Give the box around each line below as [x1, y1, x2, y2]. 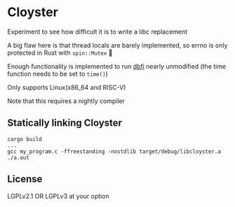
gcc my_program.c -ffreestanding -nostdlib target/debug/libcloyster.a [7, 148, 221, 155]
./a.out [7, 154, 30, 161]
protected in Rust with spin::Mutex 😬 [7, 48, 114, 57]
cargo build [7, 135, 42, 142]
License [7, 173, 43, 185]
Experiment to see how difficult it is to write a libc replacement [7, 27, 188, 36]
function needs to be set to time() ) [7, 69, 109, 78]
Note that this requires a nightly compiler [7, 96, 125, 105]
